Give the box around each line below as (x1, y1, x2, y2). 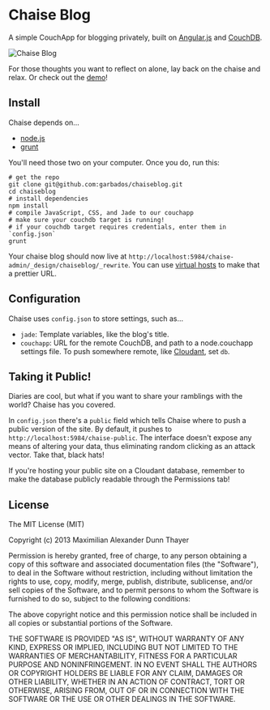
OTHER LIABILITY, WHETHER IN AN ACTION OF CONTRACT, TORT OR (8, 677, 245, 686)
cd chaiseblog (8, 187, 57, 195)
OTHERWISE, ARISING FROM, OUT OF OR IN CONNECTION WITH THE (8, 686, 245, 695)
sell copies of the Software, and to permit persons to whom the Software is (8, 585, 259, 595)
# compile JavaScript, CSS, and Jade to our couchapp (8, 208, 195, 216)
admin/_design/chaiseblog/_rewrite (8, 261, 129, 269)
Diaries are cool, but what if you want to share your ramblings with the (8, 391, 243, 401)
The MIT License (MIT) (8, 520, 85, 529)
